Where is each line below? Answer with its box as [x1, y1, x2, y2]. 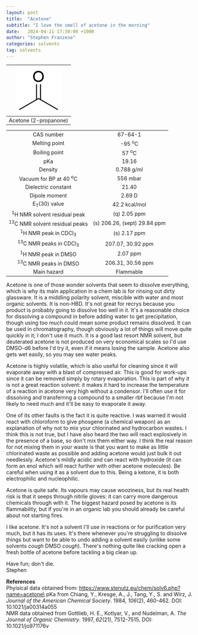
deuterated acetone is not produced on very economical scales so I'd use [6, 338, 187, 345]
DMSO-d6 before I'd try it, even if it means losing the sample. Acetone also [6, 345, 190, 352]
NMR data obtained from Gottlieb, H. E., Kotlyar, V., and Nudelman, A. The [6, 610, 187, 617]
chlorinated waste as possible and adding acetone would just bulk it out [6, 450, 182, 457]
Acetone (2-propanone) [8, 117, 68, 124]
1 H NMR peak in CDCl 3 [20, 228, 77, 238]
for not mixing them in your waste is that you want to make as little [6, 443, 168, 451]
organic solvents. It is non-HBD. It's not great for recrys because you [6, 301, 175, 308]
